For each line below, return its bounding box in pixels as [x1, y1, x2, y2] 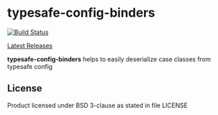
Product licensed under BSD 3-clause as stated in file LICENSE [7, 101, 188, 109]
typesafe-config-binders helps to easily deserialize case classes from [7, 54, 211, 63]
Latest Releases [7, 41, 53, 49]
